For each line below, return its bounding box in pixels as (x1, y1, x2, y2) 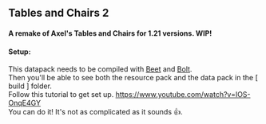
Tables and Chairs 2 (8, 6, 109, 20)
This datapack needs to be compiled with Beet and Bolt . (8, 64, 193, 74)
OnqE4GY (8, 99, 42, 108)
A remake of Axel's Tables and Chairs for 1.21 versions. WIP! (8, 28, 212, 38)
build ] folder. (8, 81, 52, 91)
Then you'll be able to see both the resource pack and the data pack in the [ (8, 73, 258, 83)
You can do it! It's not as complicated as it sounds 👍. (8, 107, 184, 117)
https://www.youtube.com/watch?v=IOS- (115, 90, 251, 99)
